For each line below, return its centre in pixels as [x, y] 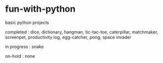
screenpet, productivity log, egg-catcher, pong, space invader [68, 37]
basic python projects [27, 22]
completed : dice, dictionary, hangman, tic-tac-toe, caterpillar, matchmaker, [82, 32]
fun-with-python [40, 9]
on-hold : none [20, 56]
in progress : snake [25, 46]
